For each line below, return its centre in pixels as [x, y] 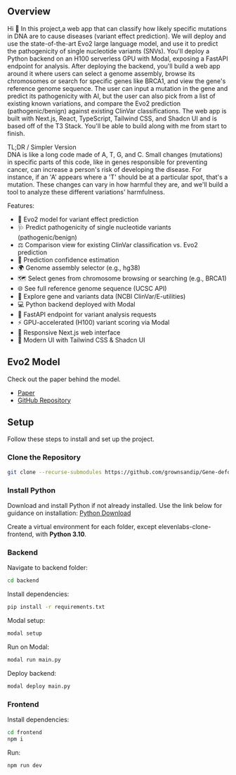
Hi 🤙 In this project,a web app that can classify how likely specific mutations [117, 28]
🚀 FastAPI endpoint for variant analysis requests [87, 314]
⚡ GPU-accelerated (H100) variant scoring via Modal [93, 322]
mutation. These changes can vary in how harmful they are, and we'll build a [118, 184]
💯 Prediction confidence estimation [68, 259]
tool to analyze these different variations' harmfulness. [86, 192]
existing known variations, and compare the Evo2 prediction [94, 103]
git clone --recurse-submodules [54, 472]
